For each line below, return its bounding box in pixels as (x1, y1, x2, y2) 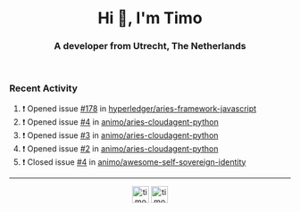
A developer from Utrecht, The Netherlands (54, 40, 246, 53)
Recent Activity (9, 82, 79, 94)
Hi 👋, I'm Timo (97, 8, 203, 29)
